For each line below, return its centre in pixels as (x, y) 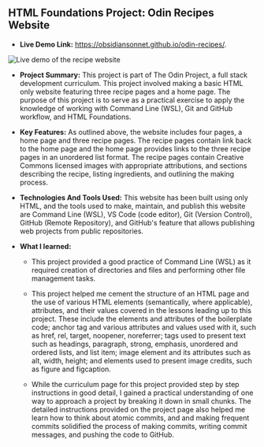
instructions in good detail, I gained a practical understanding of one (142, 393)
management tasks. (63, 278)
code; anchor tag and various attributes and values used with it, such (143, 327)
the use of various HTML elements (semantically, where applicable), (142, 302)
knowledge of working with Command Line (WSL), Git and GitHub (126, 108)
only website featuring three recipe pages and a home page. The (125, 91)
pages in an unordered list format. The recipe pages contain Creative (132, 157)
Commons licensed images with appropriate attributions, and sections (133, 166)
